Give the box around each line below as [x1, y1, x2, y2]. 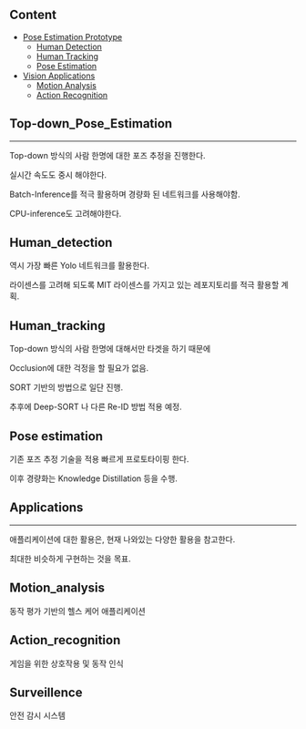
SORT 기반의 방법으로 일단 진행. [9, 382, 124, 393]
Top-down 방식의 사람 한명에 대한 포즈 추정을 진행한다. [9, 149, 207, 160]
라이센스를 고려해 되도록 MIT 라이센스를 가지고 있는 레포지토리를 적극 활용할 [9, 280, 280, 291]
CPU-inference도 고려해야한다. [9, 208, 122, 219]
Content [9, 7, 57, 23]
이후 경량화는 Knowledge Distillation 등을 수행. [9, 473, 178, 484]
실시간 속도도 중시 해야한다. [9, 169, 107, 180]
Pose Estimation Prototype [22, 31, 123, 42]
